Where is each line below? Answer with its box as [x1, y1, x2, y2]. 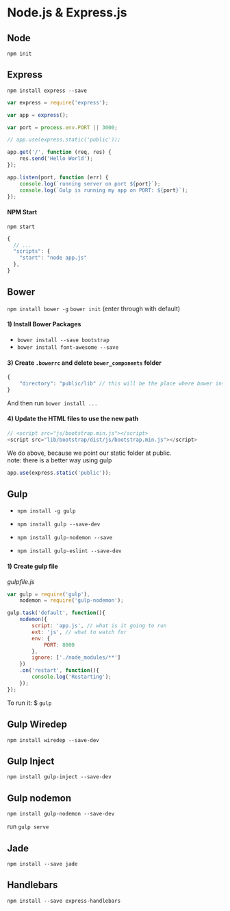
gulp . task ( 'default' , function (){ [7, 609, 106, 616]
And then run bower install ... [7, 398, 98, 407]
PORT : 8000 [43, 641, 75, 649]
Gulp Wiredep [7, 719, 67, 730]
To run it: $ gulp [7, 699, 52, 707]
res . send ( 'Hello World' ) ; [19, 155, 94, 162]
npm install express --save [7, 87, 88, 94]
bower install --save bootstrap [16, 337, 110, 344]
